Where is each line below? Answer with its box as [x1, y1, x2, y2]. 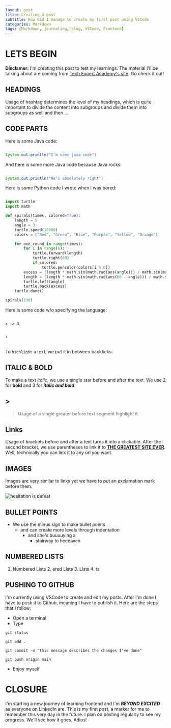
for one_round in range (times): [14, 241, 83, 246]
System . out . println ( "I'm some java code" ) [5, 152, 97, 157]
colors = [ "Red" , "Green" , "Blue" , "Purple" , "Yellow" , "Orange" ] [14, 232, 158, 237]
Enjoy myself [12, 665, 40, 672]
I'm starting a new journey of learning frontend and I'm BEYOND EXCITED [5, 701, 160, 707]
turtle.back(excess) [23, 284, 67, 289]
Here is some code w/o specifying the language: [5, 307, 107, 313]
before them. [5, 483, 33, 489]
